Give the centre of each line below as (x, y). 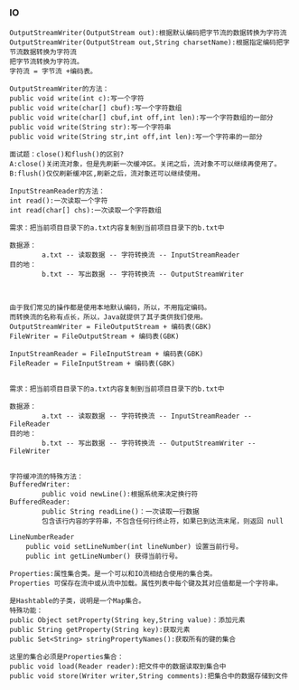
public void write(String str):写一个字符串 (90, 128)
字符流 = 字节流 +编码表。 (53, 71)
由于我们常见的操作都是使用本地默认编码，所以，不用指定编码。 (110, 308)
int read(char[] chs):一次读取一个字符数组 (86, 211)
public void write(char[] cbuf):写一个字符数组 (96, 109)
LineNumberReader (42, 537)
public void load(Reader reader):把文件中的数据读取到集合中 (118, 666)
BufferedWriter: (40, 485)
